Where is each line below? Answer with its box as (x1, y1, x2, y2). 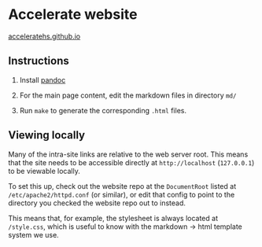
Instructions (8, 54, 69, 68)
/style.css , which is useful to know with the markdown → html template (8, 222, 242, 231)
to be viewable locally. (8, 166, 80, 175)
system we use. (8, 230, 59, 239)
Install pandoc (19, 75, 66, 84)
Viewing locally (8, 128, 86, 142)
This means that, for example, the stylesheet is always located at (8, 213, 219, 223)
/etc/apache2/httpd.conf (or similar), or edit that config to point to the (8, 190, 235, 199)
